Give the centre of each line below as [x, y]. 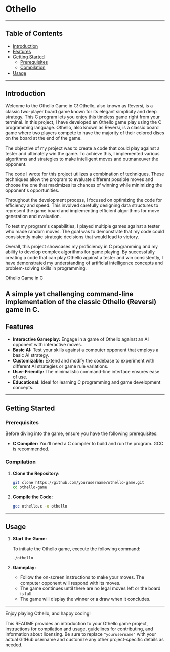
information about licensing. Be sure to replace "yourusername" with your [81, 634]
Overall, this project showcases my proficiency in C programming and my [82, 246]
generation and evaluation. [33, 216]
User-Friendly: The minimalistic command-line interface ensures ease [86, 371]
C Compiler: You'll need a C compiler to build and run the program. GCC [88, 444]
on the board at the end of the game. [44, 138]
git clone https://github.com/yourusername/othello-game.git [78, 482]
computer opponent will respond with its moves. [70, 583]
